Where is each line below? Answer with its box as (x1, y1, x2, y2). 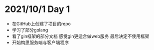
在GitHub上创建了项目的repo (11, 20, 71, 26)
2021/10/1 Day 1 (4, 3, 70, 15)
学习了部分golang (11, 26, 48, 33)
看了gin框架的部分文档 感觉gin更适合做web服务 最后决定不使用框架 (11, 33, 150, 39)
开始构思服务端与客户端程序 (11, 39, 69, 45)
